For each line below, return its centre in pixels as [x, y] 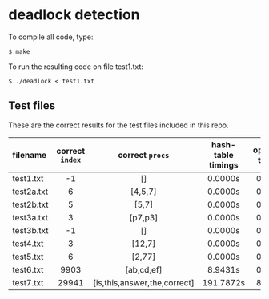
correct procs [144, 155]
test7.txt [28, 282]
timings [224, 164]
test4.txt [28, 244]
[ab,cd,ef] [144, 269]
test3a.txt [30, 217]
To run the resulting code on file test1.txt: [76, 67]
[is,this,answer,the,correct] [143, 282]
